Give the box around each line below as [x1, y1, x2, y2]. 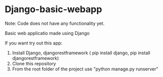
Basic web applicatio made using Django [5, 30, 90, 36]
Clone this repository [12, 60, 56, 66]
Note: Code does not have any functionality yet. [5, 20, 105, 26]
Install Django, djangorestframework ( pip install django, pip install [12, 50, 150, 56]
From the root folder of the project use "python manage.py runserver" [12, 66, 158, 72]
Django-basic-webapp [5, 4, 103, 15]
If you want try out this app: [5, 40, 62, 46]
